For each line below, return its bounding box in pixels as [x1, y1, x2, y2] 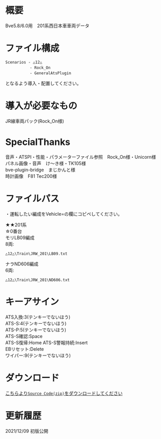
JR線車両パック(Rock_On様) [5, 118, 64, 124]
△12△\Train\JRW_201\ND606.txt [5, 277, 70, 282]
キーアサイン [5, 296, 59, 307]
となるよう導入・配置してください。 [5, 80, 82, 86]
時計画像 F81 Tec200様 [5, 173, 57, 179]
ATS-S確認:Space [5, 333, 43, 339]
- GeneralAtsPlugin [30, 70, 72, 76]
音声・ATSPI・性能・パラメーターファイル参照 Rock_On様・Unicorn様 [5, 154, 156, 160]
